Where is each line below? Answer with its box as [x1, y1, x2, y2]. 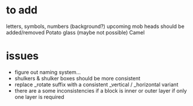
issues [6, 50, 39, 63]
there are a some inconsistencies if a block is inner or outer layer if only [14, 87, 187, 94]
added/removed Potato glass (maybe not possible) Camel [6, 29, 145, 36]
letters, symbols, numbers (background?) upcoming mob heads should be [6, 23, 185, 30]
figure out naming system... [14, 68, 81, 76]
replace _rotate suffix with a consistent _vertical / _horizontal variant [14, 81, 178, 88]
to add [6, 3, 38, 17]
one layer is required [14, 93, 64, 100]
